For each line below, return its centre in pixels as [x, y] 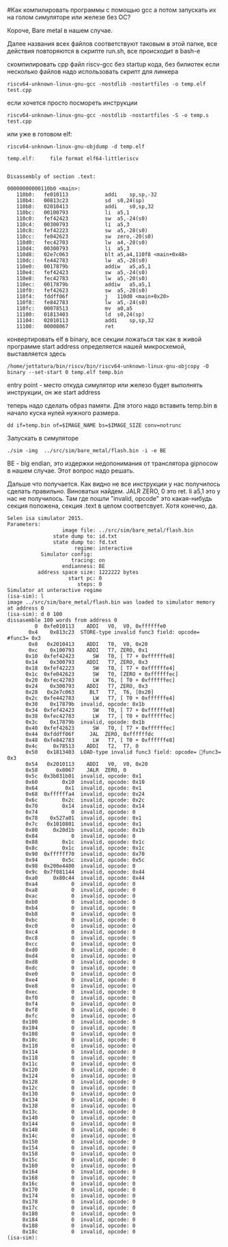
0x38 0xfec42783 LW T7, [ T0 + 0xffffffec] [100, 716]
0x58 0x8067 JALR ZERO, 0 [76, 770]
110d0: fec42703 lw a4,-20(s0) [82, 243]
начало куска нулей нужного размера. [63, 413]
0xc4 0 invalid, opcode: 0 [80, 932]
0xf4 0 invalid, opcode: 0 [80, 1004]
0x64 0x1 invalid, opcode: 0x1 [83, 788]
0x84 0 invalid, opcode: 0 [80, 836]
